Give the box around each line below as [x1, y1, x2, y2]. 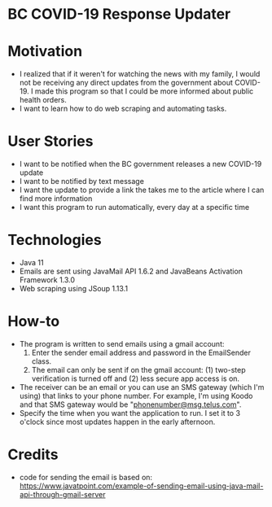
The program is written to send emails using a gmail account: [19, 339, 225, 348]
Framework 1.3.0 [19, 275, 75, 285]
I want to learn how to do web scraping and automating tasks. [19, 103, 227, 114]
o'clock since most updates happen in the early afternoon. [19, 417, 216, 426]
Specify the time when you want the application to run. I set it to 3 [19, 408, 241, 417]
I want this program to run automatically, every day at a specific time [19, 203, 250, 212]
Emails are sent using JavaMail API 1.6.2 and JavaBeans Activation [19, 266, 243, 276]
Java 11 [19, 258, 44, 267]
